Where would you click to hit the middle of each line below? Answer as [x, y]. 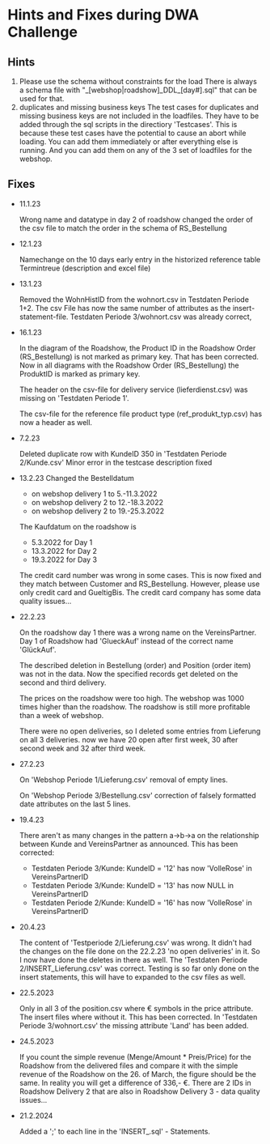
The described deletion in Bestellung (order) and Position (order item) [135, 665]
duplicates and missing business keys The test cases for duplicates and [139, 107]
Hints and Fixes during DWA [103, 15]
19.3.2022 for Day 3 [64, 559]
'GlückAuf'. [38, 649]
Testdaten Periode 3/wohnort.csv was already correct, [161, 317]
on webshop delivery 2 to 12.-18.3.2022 [97, 502]
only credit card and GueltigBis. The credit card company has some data [140, 592]
